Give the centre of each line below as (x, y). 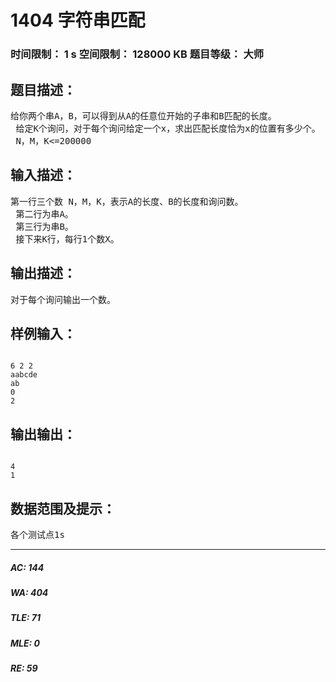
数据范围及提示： (63, 508)
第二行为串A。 (44, 214)
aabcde (24, 375)
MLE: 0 (25, 643)
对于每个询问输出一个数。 (63, 299)
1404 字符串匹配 (78, 20)
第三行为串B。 (44, 226)
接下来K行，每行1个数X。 (67, 239)
